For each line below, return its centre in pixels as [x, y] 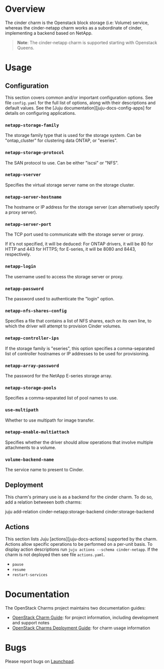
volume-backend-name [30, 459]
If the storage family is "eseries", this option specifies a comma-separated [80, 348]
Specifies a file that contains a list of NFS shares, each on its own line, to [78, 321]
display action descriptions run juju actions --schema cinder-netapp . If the [82, 549]
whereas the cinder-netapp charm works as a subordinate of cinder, [74, 27]
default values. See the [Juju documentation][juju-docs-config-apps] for [78, 108]
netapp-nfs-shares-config [36, 311]
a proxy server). [21, 213]
